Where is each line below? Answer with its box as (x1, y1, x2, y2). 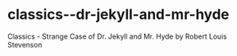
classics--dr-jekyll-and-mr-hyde (7, 6, 230, 24)
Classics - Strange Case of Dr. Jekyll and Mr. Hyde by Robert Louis (7, 32, 227, 41)
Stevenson (7, 39, 43, 49)
